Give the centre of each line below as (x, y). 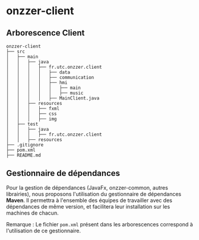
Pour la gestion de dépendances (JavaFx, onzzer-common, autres (87, 187)
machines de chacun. (32, 213)
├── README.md (24, 155)
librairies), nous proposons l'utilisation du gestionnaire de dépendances (94, 194)
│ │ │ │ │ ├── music (45, 93)
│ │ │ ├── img (32, 119)
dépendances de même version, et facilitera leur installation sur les (88, 206)
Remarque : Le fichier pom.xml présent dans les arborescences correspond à (99, 224)
